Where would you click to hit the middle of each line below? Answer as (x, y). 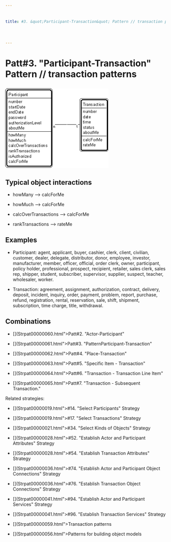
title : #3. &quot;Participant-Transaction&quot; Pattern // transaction (84, 21)
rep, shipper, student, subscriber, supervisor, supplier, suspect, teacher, (88, 274)
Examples (21, 240)
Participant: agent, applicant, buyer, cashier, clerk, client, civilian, (81, 252)
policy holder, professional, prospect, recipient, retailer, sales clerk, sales (89, 268)
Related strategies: (25, 398)
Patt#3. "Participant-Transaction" (78, 63)
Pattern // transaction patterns (71, 74)
